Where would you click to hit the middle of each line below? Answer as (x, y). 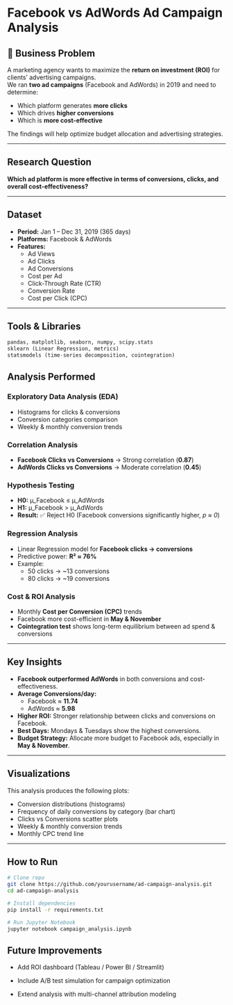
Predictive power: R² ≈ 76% (57, 556)
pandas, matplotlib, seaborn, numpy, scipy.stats (80, 342)
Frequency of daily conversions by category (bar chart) (96, 811)
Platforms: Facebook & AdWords (64, 239)
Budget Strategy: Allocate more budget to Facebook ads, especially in (118, 738)
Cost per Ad (45, 275)
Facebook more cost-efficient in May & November (89, 619)
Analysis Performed (51, 377)
